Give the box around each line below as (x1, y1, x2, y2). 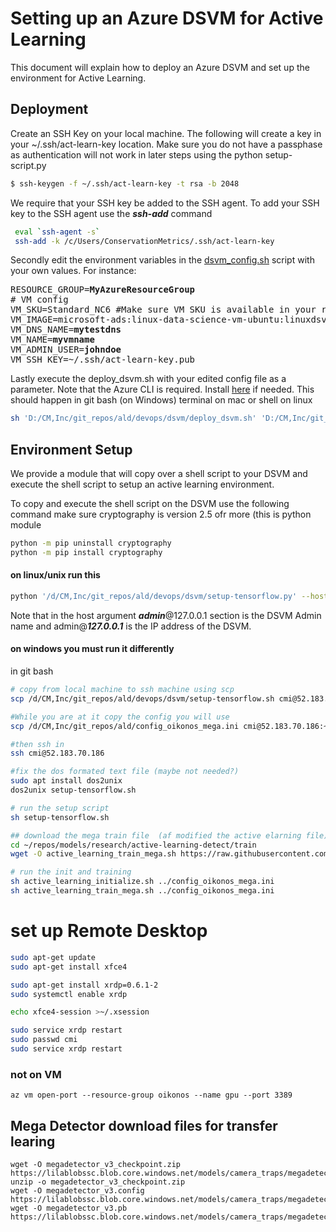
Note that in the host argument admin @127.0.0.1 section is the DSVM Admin (10, 609, 322, 621)
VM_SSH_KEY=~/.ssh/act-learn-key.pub (10, 354, 196, 366)
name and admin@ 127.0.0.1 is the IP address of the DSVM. (10, 620, 252, 632)
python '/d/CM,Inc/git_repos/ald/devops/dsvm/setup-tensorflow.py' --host (10, 592, 329, 602)
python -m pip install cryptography (10, 547, 163, 557)
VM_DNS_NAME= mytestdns (10, 324, 122, 336)
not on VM (10, 1067, 62, 1081)
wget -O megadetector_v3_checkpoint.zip (10, 1160, 182, 1170)
